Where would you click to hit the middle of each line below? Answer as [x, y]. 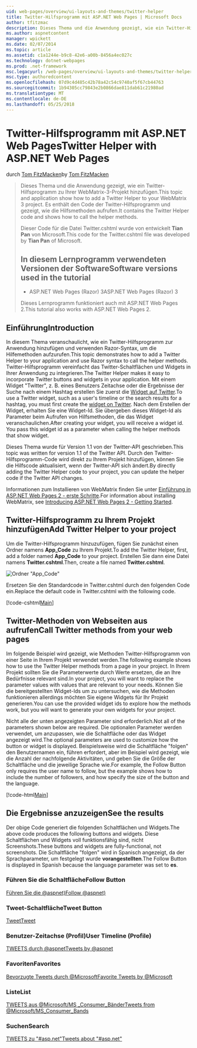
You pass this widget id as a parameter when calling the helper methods [93, 430]
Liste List [18, 992]
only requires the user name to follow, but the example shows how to [89, 771]
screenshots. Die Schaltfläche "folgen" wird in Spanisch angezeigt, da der [95, 852]
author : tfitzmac [27, 22]
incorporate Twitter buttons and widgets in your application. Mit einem [91, 380]
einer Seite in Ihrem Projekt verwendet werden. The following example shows [98, 660]
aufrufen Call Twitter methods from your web [89, 631]
